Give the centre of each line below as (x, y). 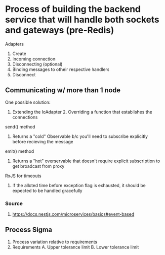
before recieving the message (43, 141)
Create (19, 54)
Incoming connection (34, 59)
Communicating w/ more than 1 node (63, 90)
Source (14, 203)
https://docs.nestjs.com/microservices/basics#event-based (73, 214)
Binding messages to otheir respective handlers (61, 69)
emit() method (20, 151)
